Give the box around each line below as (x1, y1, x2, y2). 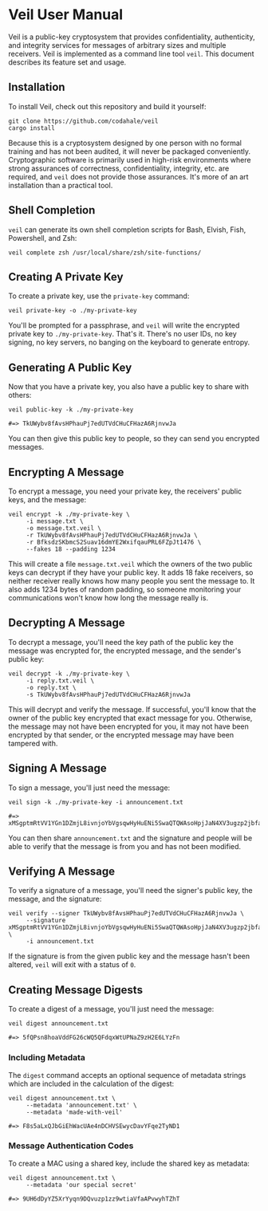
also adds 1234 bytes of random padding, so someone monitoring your (8, 584, 242, 594)
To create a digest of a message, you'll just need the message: (8, 1005, 215, 1014)
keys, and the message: (8, 495, 86, 504)
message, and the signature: (8, 894, 102, 904)
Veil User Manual (8, 6, 124, 24)
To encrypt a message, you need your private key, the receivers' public (8, 486, 242, 496)
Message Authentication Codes (8, 1140, 134, 1151)
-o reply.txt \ (26, 683, 77, 691)
